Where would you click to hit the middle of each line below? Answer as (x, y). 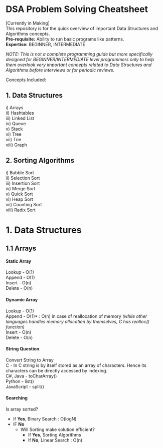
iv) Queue (16, 123)
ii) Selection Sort (23, 178)
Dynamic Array (22, 299)
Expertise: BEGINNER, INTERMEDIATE (46, 44)
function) (15, 327)
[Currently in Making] (28, 23)
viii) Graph (16, 145)
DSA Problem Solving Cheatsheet (77, 9)
